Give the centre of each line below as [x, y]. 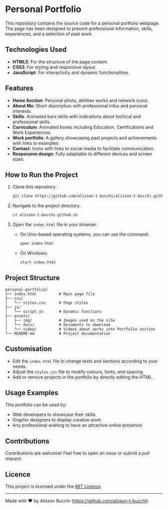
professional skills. [31, 122]
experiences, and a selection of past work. [49, 34]
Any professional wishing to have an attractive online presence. [78, 425]
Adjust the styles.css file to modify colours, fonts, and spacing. [78, 372]
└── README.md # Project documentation [58, 333]
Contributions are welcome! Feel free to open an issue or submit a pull [77, 453]
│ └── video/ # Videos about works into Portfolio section [80, 329]
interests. [22, 111]
